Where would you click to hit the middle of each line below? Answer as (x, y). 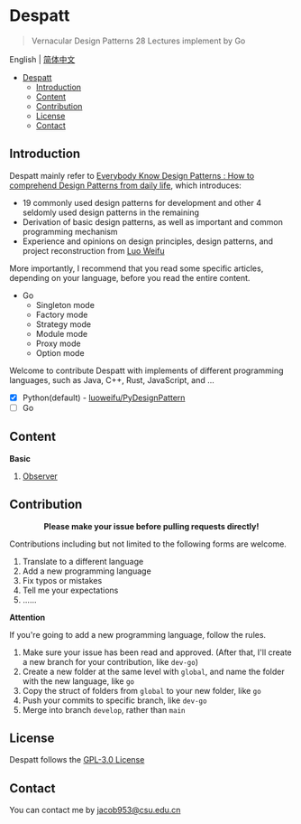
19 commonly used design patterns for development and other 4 (141, 202)
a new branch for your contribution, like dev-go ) (110, 661)
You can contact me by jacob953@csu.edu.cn (95, 810)
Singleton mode (65, 304)
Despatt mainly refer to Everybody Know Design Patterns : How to (132, 175)
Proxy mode (58, 343)
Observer (40, 476)
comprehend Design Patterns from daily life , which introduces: (125, 185)
